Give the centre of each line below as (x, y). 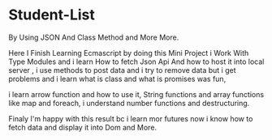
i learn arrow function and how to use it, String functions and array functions (136, 94)
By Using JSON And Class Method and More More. (94, 37)
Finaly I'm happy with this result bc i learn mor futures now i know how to (131, 118)
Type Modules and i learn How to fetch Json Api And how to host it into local (136, 62)
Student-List (52, 15)
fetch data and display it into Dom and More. (82, 127)
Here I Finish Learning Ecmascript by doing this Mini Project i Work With (129, 53)
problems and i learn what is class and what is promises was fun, (117, 78)
